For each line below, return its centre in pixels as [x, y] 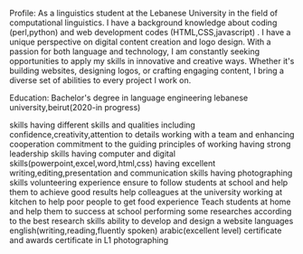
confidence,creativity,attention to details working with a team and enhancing [152, 134]
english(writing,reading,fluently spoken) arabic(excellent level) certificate [146, 230]
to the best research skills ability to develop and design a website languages [151, 221]
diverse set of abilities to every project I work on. [100, 80]
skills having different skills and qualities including [103, 125]
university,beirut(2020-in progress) [75, 107]
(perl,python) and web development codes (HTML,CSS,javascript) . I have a [150, 32]
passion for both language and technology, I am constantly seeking [135, 52]
